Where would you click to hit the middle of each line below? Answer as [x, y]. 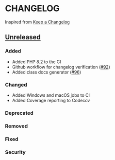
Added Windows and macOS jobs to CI [51, 95]
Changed [16, 85]
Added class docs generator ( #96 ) [47, 72]
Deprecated [19, 113]
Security [15, 152]
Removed [16, 126]
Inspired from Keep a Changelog [38, 22]
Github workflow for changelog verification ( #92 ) [61, 67]
